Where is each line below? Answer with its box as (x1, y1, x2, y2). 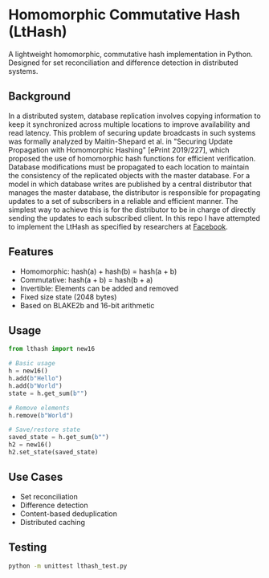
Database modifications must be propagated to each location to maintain (8, 162, 250, 172)
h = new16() (8, 367, 48, 375)
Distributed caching (19, 517, 86, 527)
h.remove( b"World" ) (8, 411, 74, 419)
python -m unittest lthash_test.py (8, 562, 128, 570)
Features (8, 245, 54, 258)
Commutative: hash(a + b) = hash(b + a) (19, 275, 153, 284)
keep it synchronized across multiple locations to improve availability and (8, 119, 251, 129)
